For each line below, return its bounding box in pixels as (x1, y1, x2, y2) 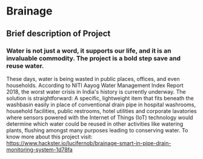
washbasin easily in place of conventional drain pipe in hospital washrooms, (6, 101, 196, 108)
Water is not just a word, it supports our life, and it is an (6, 47, 171, 55)
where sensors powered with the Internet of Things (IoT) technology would (6, 114, 193, 121)
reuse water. (6, 62, 44, 70)
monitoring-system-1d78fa (6, 146, 73, 153)
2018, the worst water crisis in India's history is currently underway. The (6, 88, 186, 95)
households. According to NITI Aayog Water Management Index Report (6, 82, 184, 89)
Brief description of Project (6, 28, 111, 39)
